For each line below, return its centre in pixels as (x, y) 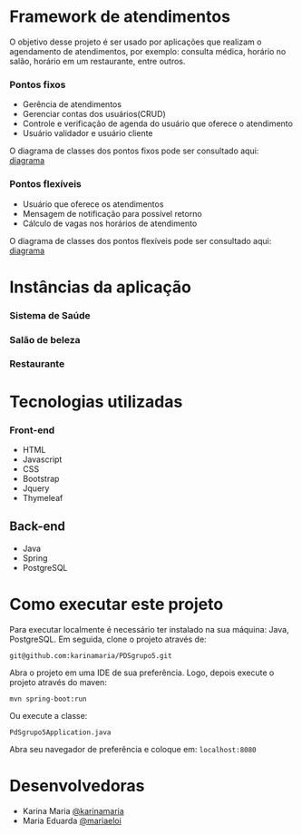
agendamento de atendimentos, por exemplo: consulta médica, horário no (148, 51)
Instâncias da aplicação (101, 287)
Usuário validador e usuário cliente (88, 133)
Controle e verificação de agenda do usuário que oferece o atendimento (157, 123)
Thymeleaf (43, 497)
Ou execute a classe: (49, 715)
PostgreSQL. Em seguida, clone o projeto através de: (108, 639)
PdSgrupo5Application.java (60, 732)
